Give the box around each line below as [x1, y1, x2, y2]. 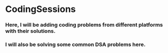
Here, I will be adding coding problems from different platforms [5, 21, 163, 28]
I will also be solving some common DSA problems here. [5, 41, 146, 48]
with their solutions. [5, 27, 56, 34]
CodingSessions [5, 3, 76, 15]
